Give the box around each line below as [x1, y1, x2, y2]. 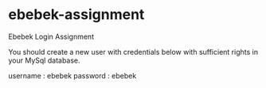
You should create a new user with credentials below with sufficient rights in [8, 47, 259, 56]
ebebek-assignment [8, 6, 145, 24]
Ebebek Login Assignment [8, 32, 94, 41]
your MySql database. [8, 55, 81, 65]
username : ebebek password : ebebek [8, 71, 137, 80]
